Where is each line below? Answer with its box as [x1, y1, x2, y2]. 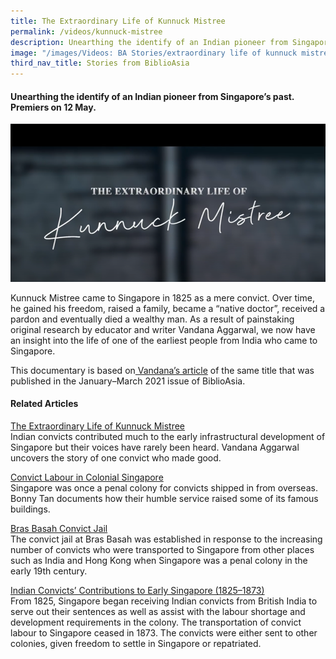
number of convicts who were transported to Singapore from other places [10, 543, 315, 555]
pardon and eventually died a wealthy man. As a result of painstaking [10, 313, 295, 325]
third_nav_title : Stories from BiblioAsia [10, 58, 190, 69]
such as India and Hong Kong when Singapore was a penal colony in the [10, 554, 308, 566]
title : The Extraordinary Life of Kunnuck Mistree [10, 16, 226, 26]
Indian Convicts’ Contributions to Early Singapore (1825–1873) [10, 584, 265, 596]
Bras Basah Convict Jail [10, 522, 108, 534]
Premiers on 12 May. [10, 101, 97, 113]
